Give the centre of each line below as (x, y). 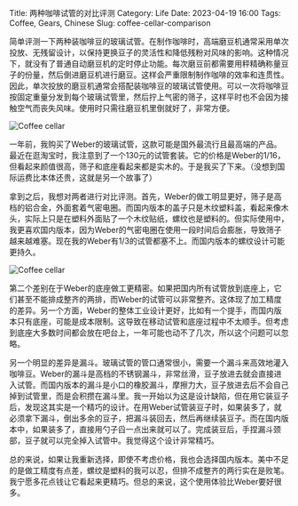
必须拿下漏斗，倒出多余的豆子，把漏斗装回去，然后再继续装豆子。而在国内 (145, 418)
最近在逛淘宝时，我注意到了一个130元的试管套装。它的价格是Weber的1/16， (147, 155)
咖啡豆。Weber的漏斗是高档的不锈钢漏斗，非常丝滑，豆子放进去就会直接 (142, 373)
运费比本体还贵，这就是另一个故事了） (86, 177)
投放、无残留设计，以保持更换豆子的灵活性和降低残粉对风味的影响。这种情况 (149, 52)
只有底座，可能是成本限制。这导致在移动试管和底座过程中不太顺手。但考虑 (153, 321)
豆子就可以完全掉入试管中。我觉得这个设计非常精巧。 (122, 440)
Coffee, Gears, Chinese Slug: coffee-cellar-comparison (110, 23)
